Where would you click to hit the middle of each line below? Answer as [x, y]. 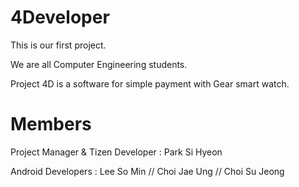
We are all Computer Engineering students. [99, 64]
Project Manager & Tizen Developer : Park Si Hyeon [116, 152]
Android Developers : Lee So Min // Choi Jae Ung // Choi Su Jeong [147, 171]
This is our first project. [58, 45]
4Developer [60, 17]
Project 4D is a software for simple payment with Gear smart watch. [150, 83]
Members [51, 124]
